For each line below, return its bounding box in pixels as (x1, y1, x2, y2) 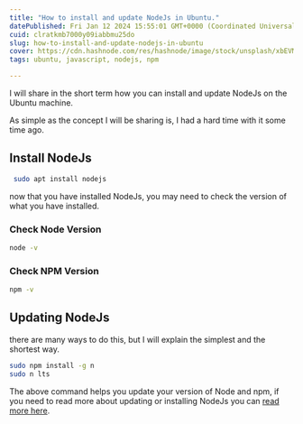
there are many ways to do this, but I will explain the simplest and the (9, 334, 266, 345)
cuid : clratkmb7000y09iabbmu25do (9, 30, 135, 39)
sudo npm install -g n (9, 361, 95, 370)
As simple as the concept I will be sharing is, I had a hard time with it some (9, 115, 286, 125)
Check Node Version (9, 223, 102, 235)
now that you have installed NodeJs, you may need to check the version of (9, 190, 287, 201)
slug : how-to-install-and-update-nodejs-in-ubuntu (9, 38, 204, 48)
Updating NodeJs (9, 310, 110, 326)
